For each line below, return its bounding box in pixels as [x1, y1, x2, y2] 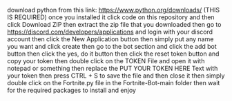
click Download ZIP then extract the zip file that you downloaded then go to [7, 21, 222, 28]
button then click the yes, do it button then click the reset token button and [7, 49, 220, 58]
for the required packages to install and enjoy [7, 86, 137, 94]
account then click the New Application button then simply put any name [7, 35, 214, 43]
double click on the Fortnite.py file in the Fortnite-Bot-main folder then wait [7, 79, 220, 87]
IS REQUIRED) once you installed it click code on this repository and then [7, 13, 215, 21]
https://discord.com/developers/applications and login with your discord [7, 27, 213, 36]
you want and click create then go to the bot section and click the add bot [7, 43, 217, 50]
